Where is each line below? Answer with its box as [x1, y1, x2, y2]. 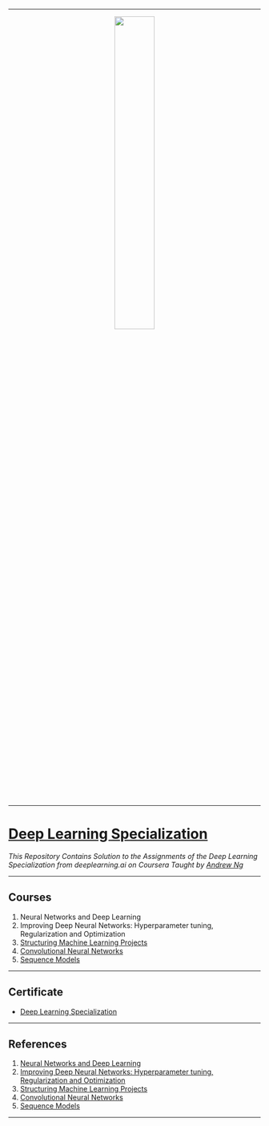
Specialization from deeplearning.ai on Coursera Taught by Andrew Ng [8, 860, 244, 869]
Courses [8, 891, 52, 905]
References [8, 1037, 67, 1051]
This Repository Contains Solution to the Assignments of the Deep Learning [8, 851, 258, 861]
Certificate [8, 986, 64, 999]
